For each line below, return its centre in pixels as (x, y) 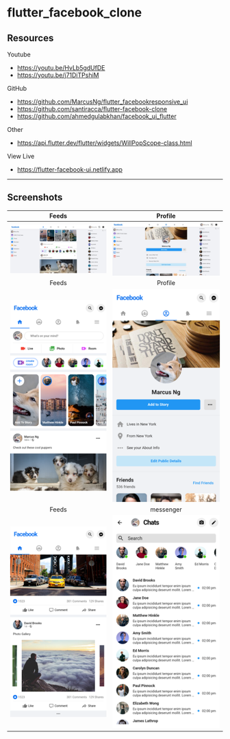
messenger (166, 509)
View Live (21, 156)
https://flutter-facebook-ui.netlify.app (70, 169)
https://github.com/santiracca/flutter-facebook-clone (92, 109)
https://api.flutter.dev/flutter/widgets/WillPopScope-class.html (105, 143)
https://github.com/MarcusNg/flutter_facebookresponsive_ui (102, 102)
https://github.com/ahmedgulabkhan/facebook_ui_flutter (97, 116)
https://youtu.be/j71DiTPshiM (58, 75)
